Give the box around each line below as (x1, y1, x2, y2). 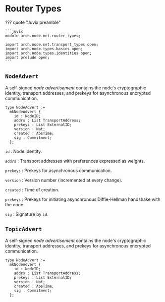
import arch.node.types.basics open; (5, 46, 83, 51)
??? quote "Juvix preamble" (5, 19, 61, 25)
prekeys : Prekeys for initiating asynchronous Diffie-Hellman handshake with (5, 196, 161, 202)
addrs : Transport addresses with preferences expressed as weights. (5, 158, 145, 164)
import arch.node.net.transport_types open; (5, 42, 99, 47)
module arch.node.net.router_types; (5, 33, 81, 38)
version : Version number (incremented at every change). (5, 177, 122, 183)
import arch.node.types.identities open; (5, 51, 92, 56)
